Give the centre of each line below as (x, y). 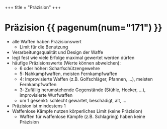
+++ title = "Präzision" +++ (33, 7)
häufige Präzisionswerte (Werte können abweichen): (66, 63)
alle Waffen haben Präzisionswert (47, 41)
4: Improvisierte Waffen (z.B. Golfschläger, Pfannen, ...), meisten (86, 79)
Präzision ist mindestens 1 (39, 106)
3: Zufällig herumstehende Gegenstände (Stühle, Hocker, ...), (82, 90)
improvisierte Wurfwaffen (46, 95)
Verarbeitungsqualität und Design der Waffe (58, 52)
